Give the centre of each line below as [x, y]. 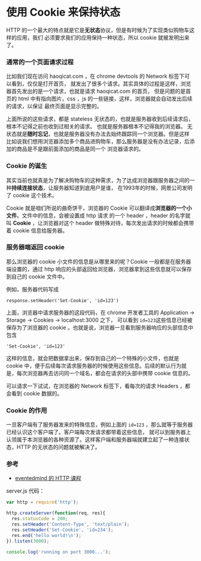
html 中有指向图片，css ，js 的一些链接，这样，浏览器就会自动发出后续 [105, 99]
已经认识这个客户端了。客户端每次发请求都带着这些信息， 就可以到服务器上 [99, 432]
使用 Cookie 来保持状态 [63, 12]
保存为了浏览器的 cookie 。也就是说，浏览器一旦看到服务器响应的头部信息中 [100, 327]
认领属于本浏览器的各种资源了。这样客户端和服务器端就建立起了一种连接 [95, 440]
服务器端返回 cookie [35, 248]
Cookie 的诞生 [27, 166]
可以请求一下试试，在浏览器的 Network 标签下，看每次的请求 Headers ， [96, 386]
